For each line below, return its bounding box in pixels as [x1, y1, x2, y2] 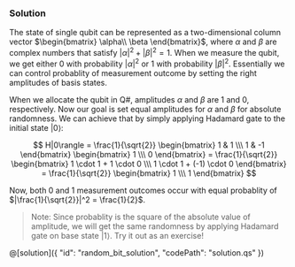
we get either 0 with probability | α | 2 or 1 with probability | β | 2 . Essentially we [9, 57, 285, 69]
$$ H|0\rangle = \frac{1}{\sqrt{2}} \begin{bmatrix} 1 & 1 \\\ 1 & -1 [32, 140, 266, 150]
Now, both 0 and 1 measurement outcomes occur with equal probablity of [9, 185, 277, 195]
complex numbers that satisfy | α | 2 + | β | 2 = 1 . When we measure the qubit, [9, 46, 280, 57]
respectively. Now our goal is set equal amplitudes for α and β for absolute [9, 103, 282, 114]
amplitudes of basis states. [9, 77, 108, 88]
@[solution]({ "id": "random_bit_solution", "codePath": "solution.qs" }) [9, 247, 264, 258]
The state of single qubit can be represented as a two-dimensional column [9, 27, 282, 38]
